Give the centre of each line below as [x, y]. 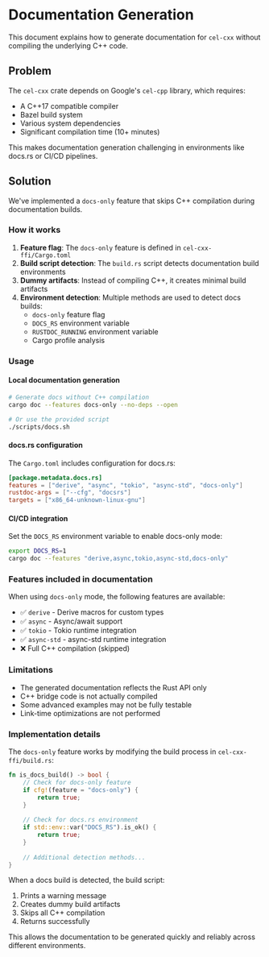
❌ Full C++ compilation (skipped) [75, 648]
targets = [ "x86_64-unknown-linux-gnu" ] [77, 500]
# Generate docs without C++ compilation [79, 397]
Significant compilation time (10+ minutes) [90, 131]
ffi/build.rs [30, 761]
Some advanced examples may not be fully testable [106, 704]
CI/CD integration [38, 518]
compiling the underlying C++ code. [68, 45]
